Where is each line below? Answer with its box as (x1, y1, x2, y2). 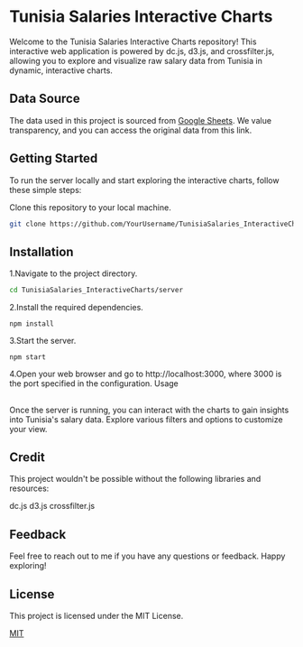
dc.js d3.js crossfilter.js (9, 501, 96, 512)
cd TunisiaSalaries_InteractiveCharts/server (9, 286, 183, 295)
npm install (9, 319, 54, 328)
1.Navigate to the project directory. (9, 268, 138, 279)
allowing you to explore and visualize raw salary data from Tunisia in (9, 55, 263, 66)
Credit (9, 449, 45, 465)
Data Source (9, 91, 80, 106)
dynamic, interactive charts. (9, 65, 113, 76)
